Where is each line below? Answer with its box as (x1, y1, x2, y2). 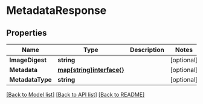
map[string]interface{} (57, 66, 124, 74)
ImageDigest (9, 56, 47, 64)
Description (129, 46, 164, 54)
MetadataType (9, 76, 53, 83)
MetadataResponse (6, 4, 107, 18)
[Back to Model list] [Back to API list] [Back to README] (6, 91, 145, 98)
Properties (6, 28, 47, 38)
